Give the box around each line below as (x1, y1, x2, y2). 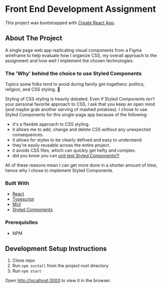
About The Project (5, 34, 63, 42)
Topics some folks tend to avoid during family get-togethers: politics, (5, 81, 145, 87)
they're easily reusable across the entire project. (12, 142, 111, 148)
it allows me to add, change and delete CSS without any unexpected (12, 127, 151, 133)
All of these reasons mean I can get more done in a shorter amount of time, (5, 162, 158, 168)
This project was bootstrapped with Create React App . (5, 20, 116, 26)
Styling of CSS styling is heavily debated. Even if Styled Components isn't (5, 96, 155, 102)
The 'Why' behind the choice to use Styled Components (5, 70, 142, 77)
